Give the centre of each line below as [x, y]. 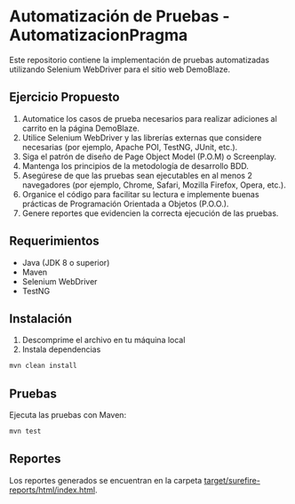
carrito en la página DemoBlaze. [81, 128]
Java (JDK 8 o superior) [66, 262]
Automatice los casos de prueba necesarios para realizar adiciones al [149, 118]
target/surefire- [232, 480]
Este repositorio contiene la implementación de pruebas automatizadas [139, 60]
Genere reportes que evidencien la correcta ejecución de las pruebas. [150, 213]
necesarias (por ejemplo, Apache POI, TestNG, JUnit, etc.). [130, 147]
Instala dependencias [61, 349]
